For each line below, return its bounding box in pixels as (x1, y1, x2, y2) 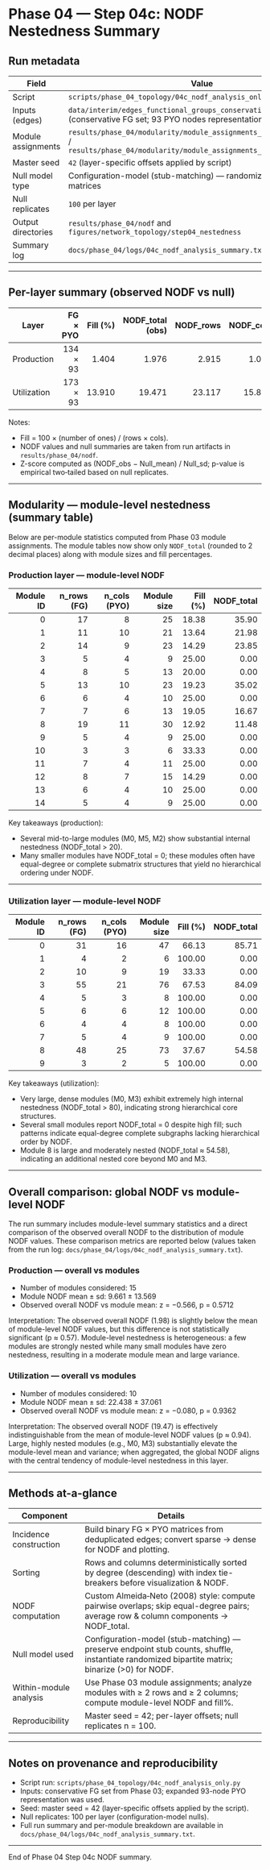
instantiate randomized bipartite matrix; (84, 1654, 233, 1665)
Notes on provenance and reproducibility (8, 1756, 219, 1770)
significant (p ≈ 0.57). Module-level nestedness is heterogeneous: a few (8, 1333, 247, 1343)
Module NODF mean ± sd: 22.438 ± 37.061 (19, 1397, 162, 1407)
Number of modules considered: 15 (19, 1283, 137, 1293)
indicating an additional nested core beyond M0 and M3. (19, 1154, 207, 1164)
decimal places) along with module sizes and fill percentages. (8, 549, 213, 559)
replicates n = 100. (84, 1720, 157, 1731)
